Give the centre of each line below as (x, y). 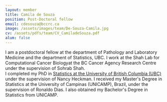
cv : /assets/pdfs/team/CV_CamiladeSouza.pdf (52, 33)
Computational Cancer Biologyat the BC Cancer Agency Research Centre (81, 63)
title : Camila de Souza (30, 15)
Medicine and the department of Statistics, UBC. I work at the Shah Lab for (82, 57)
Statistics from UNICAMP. (32, 95)
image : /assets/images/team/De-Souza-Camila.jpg (57, 29)
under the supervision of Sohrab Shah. (45, 68)
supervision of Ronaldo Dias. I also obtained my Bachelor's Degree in (76, 89)
